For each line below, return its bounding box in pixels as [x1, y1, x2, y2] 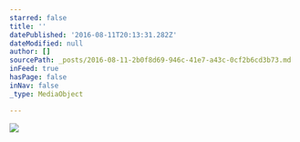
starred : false [9, 13, 67, 23]
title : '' [9, 22, 47, 31]
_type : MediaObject [9, 89, 84, 98]
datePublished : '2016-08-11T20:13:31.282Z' [9, 30, 178, 39]
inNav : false [9, 81, 59, 90]
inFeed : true [9, 65, 59, 74]
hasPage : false [9, 73, 67, 82]
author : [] [9, 47, 51, 56]
